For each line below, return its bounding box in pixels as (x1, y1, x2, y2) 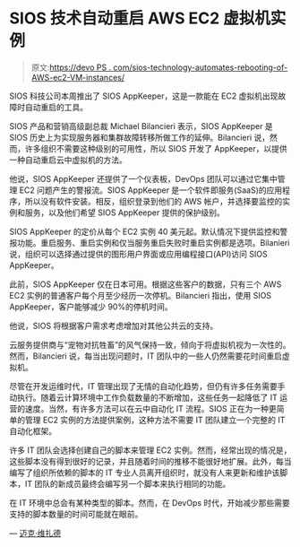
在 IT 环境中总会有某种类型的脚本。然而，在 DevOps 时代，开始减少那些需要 (9, 497, 291, 508)
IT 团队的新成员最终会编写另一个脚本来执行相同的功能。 (24, 478, 231, 489)
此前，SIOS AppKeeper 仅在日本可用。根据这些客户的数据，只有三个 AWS (9, 279, 282, 290)
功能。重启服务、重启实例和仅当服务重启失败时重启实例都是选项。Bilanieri (16, 237, 290, 247)
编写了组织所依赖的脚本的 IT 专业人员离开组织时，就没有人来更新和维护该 (9, 467, 280, 478)
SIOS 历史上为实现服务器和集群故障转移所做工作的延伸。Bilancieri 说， (9, 132, 270, 143)
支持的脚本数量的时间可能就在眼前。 (9, 508, 143, 519)
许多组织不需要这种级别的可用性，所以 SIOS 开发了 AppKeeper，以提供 (24, 143, 288, 153)
